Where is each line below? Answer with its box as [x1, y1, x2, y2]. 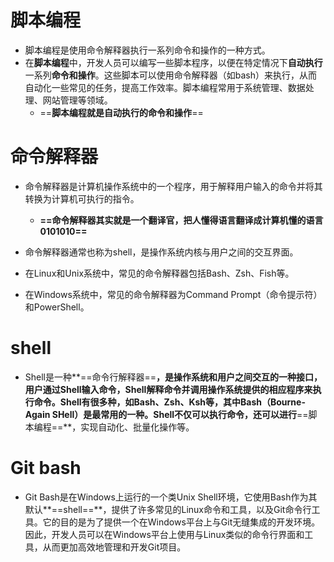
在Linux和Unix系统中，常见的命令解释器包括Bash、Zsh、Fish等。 [24, 267, 295, 279]
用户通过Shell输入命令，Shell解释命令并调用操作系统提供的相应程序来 [24, 383, 313, 395]
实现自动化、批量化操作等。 [80, 421, 195, 433]
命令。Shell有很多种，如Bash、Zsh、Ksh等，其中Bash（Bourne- [33, 396, 306, 408]
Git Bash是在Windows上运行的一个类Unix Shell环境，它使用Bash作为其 [24, 491, 318, 503]
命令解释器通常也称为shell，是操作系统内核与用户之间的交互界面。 [24, 246, 299, 258]
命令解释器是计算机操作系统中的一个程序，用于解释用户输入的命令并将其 [24, 180, 323, 192]
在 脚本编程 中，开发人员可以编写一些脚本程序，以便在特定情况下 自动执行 [24, 56, 323, 68]
